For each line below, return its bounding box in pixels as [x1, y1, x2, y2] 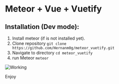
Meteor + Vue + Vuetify [5, 3, 102, 14]
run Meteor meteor [12, 55, 49, 61]
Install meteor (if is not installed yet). [12, 35, 85, 41]
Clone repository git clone [12, 41, 67, 46]
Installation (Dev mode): [5, 23, 79, 31]
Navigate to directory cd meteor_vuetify [12, 50, 93, 56]
